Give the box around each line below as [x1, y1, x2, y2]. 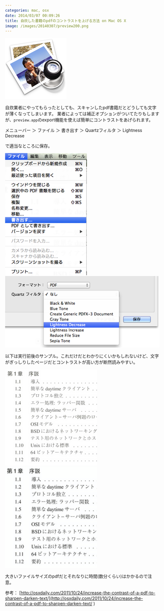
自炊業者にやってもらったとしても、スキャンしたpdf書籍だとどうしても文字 [5, 105, 157, 110]
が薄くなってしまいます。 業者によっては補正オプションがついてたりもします [5, 111, 160, 117]
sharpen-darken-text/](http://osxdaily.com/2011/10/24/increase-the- [5, 595, 143, 601]
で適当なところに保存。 [5, 143, 52, 149]
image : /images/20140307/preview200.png [5, 24, 89, 28]
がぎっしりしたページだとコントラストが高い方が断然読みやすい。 [5, 359, 138, 365]
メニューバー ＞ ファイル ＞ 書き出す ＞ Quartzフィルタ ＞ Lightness [5, 128, 142, 133]
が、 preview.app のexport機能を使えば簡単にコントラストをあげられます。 [5, 117, 153, 123]
